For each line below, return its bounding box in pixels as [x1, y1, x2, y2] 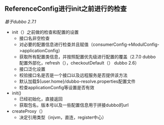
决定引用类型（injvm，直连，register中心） [19, 114, 107, 120]
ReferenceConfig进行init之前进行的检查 [4, 4, 127, 13]
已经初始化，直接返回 [19, 95, 63, 102]
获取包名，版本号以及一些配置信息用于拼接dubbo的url [19, 102, 129, 108]
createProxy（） [11, 108, 45, 114]
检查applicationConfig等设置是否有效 [19, 84, 95, 90]
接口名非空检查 [19, 35, 50, 41]
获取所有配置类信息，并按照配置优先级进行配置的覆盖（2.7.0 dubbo [19, 54, 156, 60]
